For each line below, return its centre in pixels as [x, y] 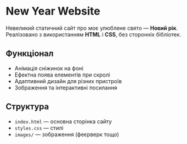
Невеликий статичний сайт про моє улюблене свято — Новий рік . [92, 28]
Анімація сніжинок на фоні [49, 68]
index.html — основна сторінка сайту [63, 121]
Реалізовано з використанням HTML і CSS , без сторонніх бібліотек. [93, 34]
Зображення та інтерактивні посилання [66, 87]
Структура [27, 107]
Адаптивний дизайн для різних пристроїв [68, 81]
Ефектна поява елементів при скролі [62, 75]
